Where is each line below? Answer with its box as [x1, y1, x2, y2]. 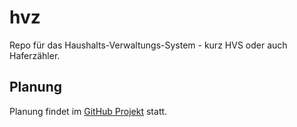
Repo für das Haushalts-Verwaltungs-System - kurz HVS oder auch [9, 39, 288, 51]
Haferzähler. [9, 49, 61, 61]
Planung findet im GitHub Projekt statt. [9, 105, 168, 117]
